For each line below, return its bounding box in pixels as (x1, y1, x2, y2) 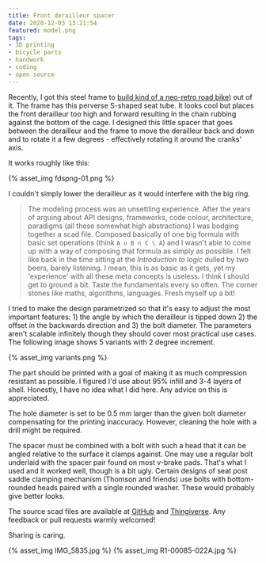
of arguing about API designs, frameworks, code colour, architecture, (27, 212, 253, 222)
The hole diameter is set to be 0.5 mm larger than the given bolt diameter (8, 409, 247, 418)
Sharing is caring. (8, 530, 66, 539)
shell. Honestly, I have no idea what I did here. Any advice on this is (8, 385, 228, 394)
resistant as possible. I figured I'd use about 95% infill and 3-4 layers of (8, 376, 241, 386)
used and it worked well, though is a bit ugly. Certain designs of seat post (8, 466, 248, 475)
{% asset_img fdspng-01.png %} (8, 173, 115, 183)
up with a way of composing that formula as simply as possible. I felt (27, 246, 252, 256)
